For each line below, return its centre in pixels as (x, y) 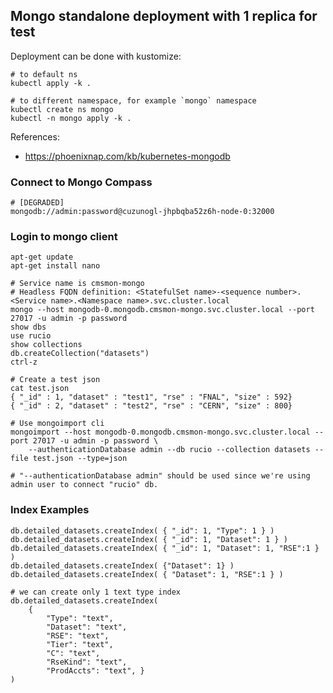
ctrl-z (24, 362)
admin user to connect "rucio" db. (84, 485)
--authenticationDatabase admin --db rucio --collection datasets (169, 450)
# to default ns (44, 74)
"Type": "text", (80, 618)
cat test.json (40, 389)
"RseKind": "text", (87, 662)
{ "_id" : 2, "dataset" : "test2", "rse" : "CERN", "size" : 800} (151, 406)
